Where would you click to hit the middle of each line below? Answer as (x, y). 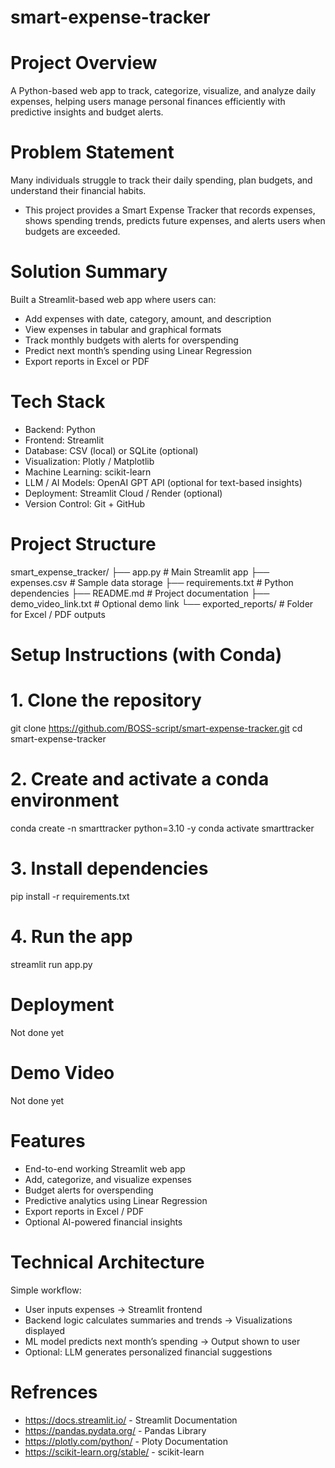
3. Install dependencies (109, 868)
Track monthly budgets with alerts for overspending (131, 340)
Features (48, 1140)
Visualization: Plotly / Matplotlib (89, 461)
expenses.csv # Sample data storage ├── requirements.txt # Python (152, 582)
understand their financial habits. (78, 191)
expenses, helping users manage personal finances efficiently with (148, 102)
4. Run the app (71, 937)
